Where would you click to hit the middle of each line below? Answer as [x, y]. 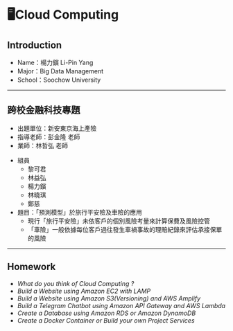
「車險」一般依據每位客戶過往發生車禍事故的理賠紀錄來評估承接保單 [125, 229]
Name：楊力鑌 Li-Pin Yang [55, 62]
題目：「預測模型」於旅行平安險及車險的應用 [79, 212]
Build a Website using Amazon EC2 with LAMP [84, 291]
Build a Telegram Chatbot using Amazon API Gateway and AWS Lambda [121, 305]
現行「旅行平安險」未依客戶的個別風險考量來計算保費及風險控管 [119, 221]
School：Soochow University [59, 80]
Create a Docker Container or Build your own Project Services [106, 320]
